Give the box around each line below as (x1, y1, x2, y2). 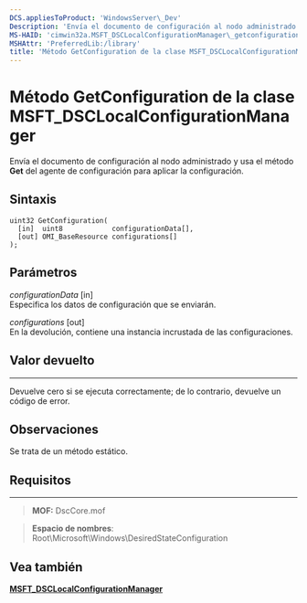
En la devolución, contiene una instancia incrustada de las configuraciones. (9, 326, 294, 337)
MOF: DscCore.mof (31, 505, 106, 516)
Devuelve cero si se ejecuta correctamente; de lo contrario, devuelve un (9, 386, 281, 397)
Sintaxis (9, 192, 58, 207)
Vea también (9, 559, 83, 575)
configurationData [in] (9, 289, 94, 300)
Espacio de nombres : (31, 523, 114, 534)
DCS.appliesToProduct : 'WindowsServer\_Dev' (9, 13, 182, 23)
